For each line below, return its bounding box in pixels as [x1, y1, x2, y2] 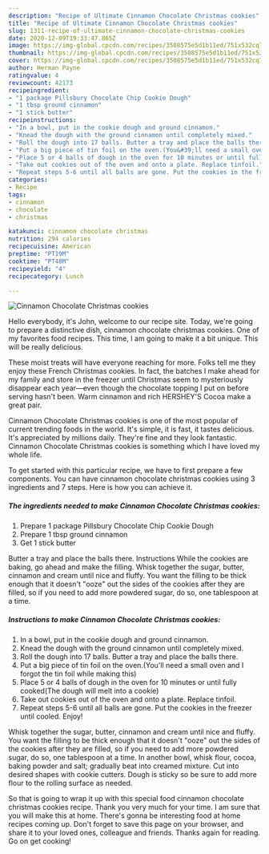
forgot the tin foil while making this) [19, 669, 137, 678]
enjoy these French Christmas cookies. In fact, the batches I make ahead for [8, 366, 260, 376]
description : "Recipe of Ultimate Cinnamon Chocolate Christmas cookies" [8, 11, 260, 20]
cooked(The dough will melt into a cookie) [19, 686, 159, 696]
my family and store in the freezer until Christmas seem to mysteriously [8, 374, 243, 385]
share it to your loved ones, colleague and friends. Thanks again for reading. [8, 828, 260, 838]
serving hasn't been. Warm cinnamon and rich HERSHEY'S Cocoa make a [8, 392, 251, 402]
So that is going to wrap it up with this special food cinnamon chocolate [8, 794, 244, 803]
